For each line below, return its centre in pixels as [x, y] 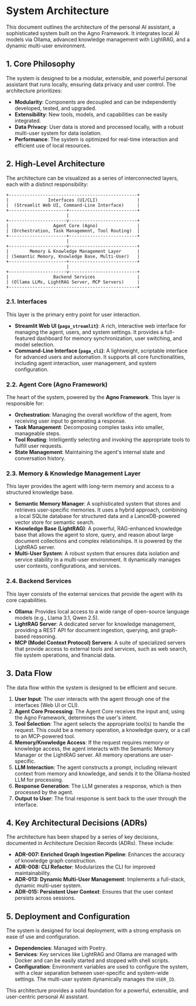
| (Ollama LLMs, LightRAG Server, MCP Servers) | [73, 282]
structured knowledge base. [40, 492]
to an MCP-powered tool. [45, 736]
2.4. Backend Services [39, 581]
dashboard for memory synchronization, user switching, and [109, 338]
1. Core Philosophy [41, 64]
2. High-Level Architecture [56, 164]
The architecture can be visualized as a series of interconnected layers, [92, 178]
